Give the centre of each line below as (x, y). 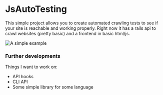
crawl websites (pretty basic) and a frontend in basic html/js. (67, 33)
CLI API (20, 82)
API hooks (23, 77)
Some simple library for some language (53, 87)
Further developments (33, 56)
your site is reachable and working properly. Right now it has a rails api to (81, 28)
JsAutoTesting (36, 9)
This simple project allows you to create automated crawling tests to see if (82, 23)
